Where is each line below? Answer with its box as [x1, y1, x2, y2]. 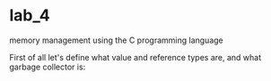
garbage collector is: [9, 61, 86, 72]
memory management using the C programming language [9, 35, 224, 45]
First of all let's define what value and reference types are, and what [9, 52, 262, 62]
